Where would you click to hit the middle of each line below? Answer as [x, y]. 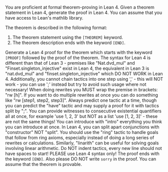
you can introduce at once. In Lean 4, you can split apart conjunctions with [82, 127]
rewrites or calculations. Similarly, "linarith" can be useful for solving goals [82, 143]
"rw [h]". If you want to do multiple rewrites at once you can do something [82, 95]
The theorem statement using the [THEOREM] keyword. [68, 37]
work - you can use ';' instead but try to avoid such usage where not [76, 84]
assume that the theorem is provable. [44, 164]
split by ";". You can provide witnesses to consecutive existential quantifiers [83, 111]
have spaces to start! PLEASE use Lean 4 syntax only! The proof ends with [82, 153]
